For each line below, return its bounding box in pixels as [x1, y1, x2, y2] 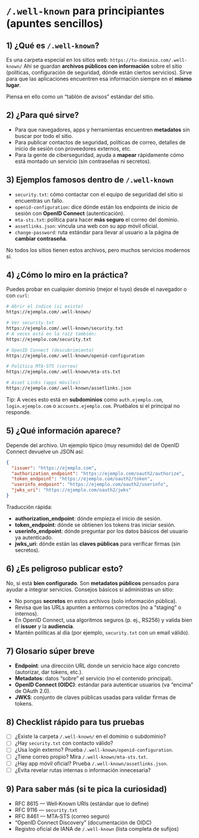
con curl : [6, 292, 30, 299]
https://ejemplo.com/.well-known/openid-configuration [6, 353, 145, 359]
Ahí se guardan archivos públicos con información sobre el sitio [23, 62, 182, 70]
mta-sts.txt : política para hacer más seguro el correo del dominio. [14, 216, 179, 223]
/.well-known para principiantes [6, 4, 165, 18]
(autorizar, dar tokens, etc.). [14, 668, 83, 676]
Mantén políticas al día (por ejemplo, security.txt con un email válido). [14, 629, 190, 636]
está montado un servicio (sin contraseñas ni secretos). [14, 158, 151, 165]
